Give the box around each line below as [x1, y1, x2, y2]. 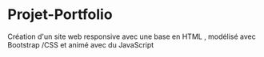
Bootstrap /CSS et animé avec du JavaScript [7, 40, 154, 49]
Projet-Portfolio [7, 6, 113, 24]
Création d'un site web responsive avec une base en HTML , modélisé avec [7, 32, 257, 41]
